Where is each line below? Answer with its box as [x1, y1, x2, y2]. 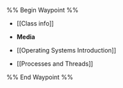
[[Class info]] [16, 19, 55, 27]
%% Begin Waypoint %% [6, 6, 79, 14]
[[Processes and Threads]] [16, 60, 94, 68]
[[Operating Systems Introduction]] [16, 46, 117, 54]
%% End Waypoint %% [6, 73, 73, 81]
